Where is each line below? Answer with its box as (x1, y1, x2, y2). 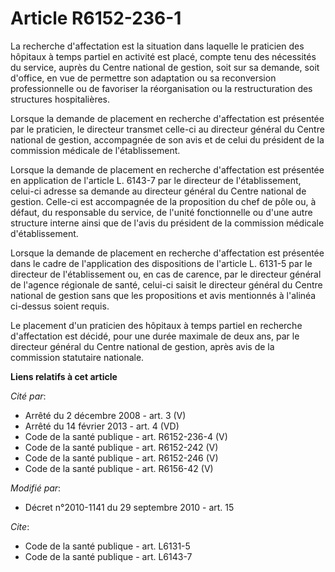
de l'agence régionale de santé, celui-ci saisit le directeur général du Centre (10, 278, 323, 291)
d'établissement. (10, 227, 79, 239)
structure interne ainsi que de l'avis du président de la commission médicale (10, 217, 325, 229)
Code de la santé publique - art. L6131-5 (24, 540, 191, 552)
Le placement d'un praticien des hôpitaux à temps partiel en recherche (10, 319, 303, 331)
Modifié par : (10, 482, 62, 494)
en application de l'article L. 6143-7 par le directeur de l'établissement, (10, 174, 302, 186)
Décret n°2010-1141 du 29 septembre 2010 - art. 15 (24, 501, 235, 513)
